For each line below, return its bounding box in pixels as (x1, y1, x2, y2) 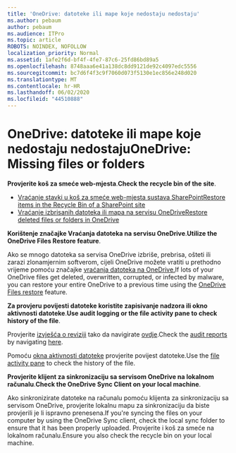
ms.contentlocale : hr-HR (7, 83, 80, 90)
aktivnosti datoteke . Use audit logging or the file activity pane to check (7, 308, 218, 318)
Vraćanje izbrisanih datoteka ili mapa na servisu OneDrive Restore (17, 207, 208, 216)
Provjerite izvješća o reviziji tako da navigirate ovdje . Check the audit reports (7, 330, 228, 339)
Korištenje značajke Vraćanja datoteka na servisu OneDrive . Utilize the (7, 229, 218, 237)
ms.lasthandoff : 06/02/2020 (7, 89, 90, 96)
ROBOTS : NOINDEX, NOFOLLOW (7, 43, 87, 50)
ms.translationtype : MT (7, 75, 77, 83)
